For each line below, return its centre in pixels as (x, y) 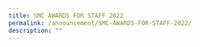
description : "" (35, 30)
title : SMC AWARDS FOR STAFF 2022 (66, 16)
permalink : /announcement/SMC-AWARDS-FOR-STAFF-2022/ (100, 23)
